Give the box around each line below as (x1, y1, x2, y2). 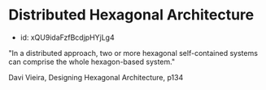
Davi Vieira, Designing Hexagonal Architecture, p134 (8, 72, 184, 82)
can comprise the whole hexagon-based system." (8, 57, 176, 66)
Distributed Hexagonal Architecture (8, 6, 255, 24)
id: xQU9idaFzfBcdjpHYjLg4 (20, 32, 116, 42)
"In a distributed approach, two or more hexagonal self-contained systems (8, 48, 259, 58)
